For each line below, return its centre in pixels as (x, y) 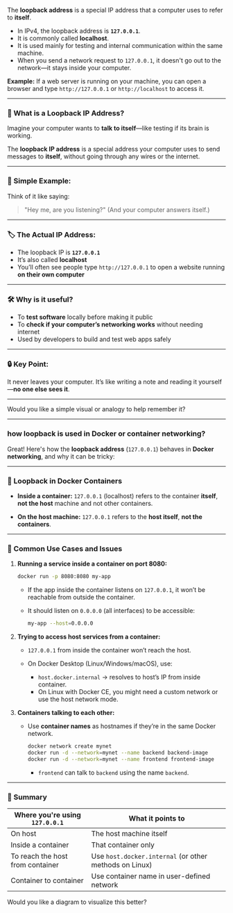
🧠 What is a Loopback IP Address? (66, 113)
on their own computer (51, 274)
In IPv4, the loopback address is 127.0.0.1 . (79, 31)
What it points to (157, 819)
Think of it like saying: (38, 196)
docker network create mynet (70, 746)
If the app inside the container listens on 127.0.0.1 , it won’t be (116, 590)
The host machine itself (129, 834)
